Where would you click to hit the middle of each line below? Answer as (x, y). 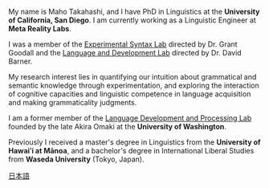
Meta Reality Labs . (40, 29)
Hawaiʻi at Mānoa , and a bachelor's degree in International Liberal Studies (131, 151)
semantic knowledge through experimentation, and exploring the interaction (134, 85)
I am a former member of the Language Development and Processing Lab (130, 118)
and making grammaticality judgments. (73, 102)
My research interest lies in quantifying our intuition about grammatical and (132, 77)
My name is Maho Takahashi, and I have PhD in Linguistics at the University (134, 12)
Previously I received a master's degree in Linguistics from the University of (134, 142)
